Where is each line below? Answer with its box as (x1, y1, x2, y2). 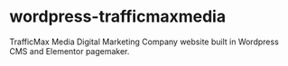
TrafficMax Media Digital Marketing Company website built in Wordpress (9, 36, 280, 47)
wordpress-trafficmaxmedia (9, 6, 227, 27)
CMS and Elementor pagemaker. (9, 45, 130, 56)
